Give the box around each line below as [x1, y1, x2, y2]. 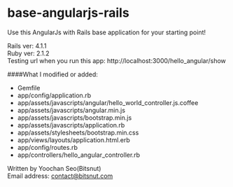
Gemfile [17, 83, 41, 92]
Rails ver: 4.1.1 [7, 41, 47, 50]
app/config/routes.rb [17, 143, 78, 151]
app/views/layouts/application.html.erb [17, 135, 131, 144]
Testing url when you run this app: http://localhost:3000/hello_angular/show [7, 56, 226, 64]
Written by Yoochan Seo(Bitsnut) [7, 164, 101, 172]
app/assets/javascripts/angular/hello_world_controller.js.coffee [17, 98, 199, 106]
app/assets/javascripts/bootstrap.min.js [17, 113, 132, 122]
